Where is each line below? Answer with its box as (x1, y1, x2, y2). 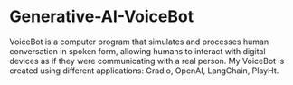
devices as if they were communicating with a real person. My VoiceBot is (9, 55, 285, 66)
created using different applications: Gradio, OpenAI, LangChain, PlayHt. (9, 65, 279, 76)
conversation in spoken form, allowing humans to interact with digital (9, 45, 266, 56)
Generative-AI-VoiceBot (9, 6, 194, 27)
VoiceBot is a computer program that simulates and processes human (9, 36, 269, 47)
